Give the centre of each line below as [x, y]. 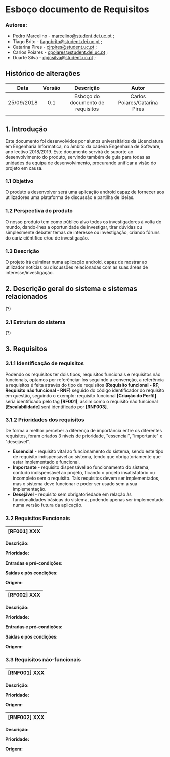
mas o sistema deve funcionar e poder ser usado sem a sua [75, 484]
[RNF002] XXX [26, 717]
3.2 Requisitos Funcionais [38, 519]
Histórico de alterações [43, 74]
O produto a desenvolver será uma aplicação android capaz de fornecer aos [85, 192]
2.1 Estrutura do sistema [35, 322]
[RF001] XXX [24, 531]
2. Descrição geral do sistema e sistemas [71, 289]
